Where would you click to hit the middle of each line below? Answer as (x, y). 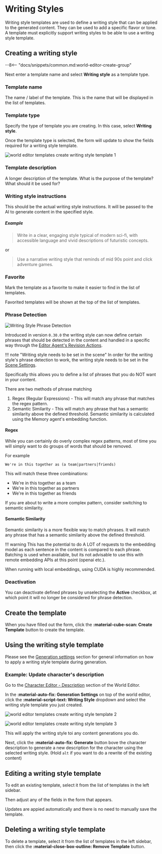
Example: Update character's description (55, 675)
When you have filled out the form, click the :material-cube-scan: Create (79, 625)
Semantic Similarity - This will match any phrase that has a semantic (80, 409)
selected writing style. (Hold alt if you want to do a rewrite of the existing (78, 753)
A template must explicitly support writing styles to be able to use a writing (80, 33)
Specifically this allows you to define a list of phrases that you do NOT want (81, 374)
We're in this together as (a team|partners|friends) (61, 464)
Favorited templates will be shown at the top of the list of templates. (73, 302)
